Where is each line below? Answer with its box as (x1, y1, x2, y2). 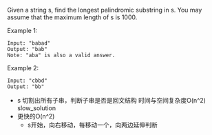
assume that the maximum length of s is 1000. (7, 13, 138, 21)
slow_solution (17, 104, 56, 112)
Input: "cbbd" (7, 77, 48, 84)
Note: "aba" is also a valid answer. (7, 52, 116, 59)
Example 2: (7, 64, 39, 72)
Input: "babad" (7, 40, 51, 47)
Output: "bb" (7, 83, 45, 90)
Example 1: (7, 27, 38, 34)
